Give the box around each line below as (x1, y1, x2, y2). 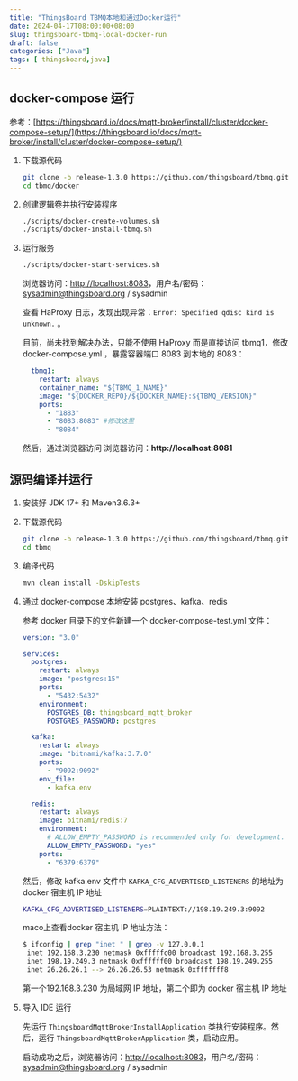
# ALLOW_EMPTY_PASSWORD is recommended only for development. (46, 833, 285, 842)
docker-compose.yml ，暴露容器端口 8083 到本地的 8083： (22, 348, 245, 359)
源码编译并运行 (9, 471, 93, 487)
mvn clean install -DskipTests (22, 578, 140, 587)
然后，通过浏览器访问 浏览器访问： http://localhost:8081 (22, 443, 233, 454)
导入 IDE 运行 (22, 1002, 72, 1012)
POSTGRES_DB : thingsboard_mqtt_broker (46, 707, 193, 717)
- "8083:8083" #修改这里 (46, 417, 135, 426)
